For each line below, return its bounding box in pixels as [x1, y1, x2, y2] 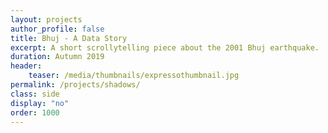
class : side [10, 89, 60, 99]
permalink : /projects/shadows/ [10, 80, 141, 90]
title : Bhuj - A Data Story [10, 33, 128, 43]
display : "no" [10, 98, 70, 108]
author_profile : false [10, 24, 105, 34]
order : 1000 [10, 107, 60, 118]
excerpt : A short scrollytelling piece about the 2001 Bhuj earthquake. [10, 42, 320, 53]
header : [10, 61, 43, 71]
